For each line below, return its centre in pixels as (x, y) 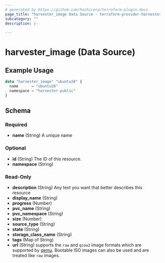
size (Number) (27, 219)
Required (16, 124)
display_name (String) (35, 198)
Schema (18, 111)
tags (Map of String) (33, 239)
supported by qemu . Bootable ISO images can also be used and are (81, 250)
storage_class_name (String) (42, 234)
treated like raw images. (36, 255)
